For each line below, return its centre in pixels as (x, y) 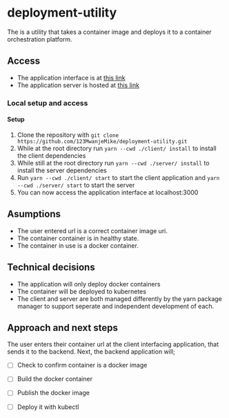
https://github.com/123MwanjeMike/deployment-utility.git (102, 141)
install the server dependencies (62, 170)
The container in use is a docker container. (78, 245)
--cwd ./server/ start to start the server (76, 185)
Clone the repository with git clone (68, 135)
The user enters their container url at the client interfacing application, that (113, 345)
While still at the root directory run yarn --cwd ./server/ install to (113, 163)
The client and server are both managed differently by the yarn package (119, 298)
